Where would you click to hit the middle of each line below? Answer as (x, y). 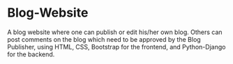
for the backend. (31, 54)
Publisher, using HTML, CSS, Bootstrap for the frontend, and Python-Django (116, 47)
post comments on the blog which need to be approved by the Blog (104, 39)
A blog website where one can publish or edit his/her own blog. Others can (115, 32)
